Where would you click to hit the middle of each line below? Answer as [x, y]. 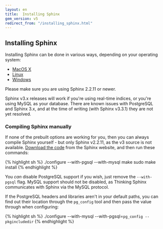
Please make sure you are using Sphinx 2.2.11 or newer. [61, 89]
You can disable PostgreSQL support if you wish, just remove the [70, 177]
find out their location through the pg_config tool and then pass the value [78, 202]
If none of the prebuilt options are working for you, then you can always [77, 137]
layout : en [16, 10]
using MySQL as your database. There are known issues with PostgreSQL [79, 104]
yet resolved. [18, 114]
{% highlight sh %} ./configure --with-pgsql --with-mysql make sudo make [81, 162]
